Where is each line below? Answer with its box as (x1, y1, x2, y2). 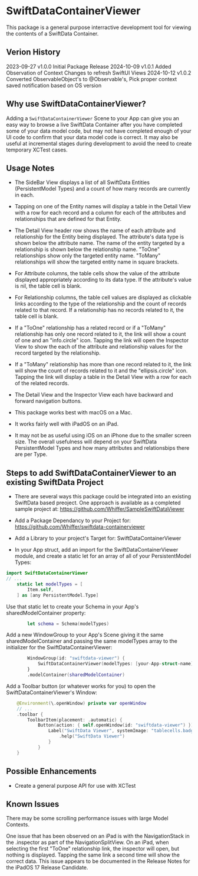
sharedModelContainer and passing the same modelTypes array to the (6, 637, 178, 645)
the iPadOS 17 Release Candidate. (6, 864, 88, 871)
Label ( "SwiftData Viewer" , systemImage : (48, 728, 149, 734)
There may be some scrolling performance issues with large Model (6, 815, 169, 822)
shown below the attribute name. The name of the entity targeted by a (14, 240, 185, 247)
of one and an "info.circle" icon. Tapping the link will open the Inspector (14, 337, 189, 344)
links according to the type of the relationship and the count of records (14, 300, 187, 307)
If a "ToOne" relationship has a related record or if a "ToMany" (14, 324, 166, 331)
